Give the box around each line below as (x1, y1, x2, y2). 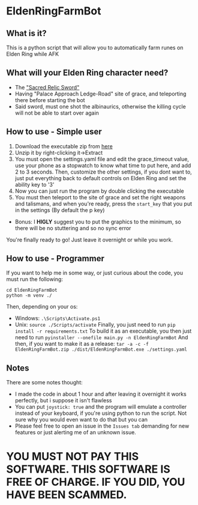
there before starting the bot (14, 96, 85, 103)
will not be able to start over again (14, 109, 99, 116)
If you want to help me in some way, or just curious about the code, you (6, 269, 183, 277)
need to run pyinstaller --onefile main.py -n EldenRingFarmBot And (14, 334, 188, 341)
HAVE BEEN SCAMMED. (6, 488, 127, 502)
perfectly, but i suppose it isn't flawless (14, 397, 112, 404)
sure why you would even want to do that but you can (14, 416, 148, 423)
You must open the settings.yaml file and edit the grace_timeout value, (14, 155, 189, 163)
